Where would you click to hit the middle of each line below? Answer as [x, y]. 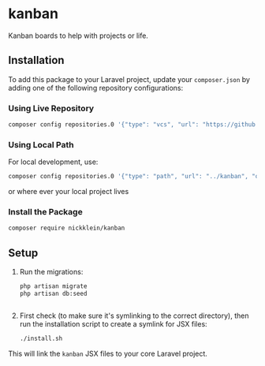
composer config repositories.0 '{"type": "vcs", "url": [104, 125]
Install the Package [45, 212]
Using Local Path [41, 144]
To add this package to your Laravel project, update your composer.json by [129, 79]
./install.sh [41, 338]
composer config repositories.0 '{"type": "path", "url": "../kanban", [128, 177]
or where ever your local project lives [69, 192]
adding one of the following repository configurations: [96, 88]
